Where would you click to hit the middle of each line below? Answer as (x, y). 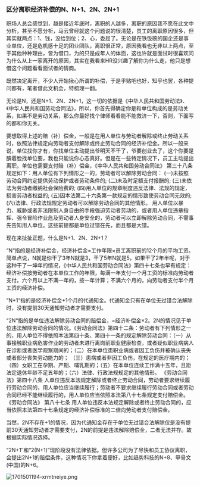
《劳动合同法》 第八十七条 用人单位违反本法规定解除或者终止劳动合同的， (96, 403)
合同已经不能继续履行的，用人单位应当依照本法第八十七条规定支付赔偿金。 (97, 395)
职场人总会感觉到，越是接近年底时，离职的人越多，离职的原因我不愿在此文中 (100, 24)
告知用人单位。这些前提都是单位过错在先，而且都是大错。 (82, 225)
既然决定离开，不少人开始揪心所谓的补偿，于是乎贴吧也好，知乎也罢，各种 (97, 81)
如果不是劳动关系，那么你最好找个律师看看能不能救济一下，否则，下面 (102, 116)
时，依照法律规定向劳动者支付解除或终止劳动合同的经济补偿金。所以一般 (95, 144)
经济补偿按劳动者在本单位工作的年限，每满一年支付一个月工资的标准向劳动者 (100, 273)
